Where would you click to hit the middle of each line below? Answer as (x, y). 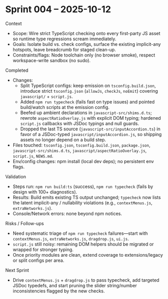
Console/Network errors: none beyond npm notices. (67, 213)
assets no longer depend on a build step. (63, 140)
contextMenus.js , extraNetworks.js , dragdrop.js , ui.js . (71, 238)
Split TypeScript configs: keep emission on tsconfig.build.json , (88, 86)
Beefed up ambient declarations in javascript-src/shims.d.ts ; (86, 113)
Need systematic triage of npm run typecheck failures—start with (80, 233)
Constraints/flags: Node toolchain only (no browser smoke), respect (84, 55)
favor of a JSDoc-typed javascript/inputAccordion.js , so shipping (91, 134)
